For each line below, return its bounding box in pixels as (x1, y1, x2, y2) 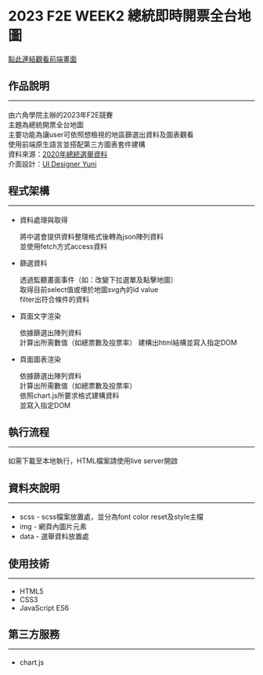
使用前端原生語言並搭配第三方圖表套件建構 (8, 139, 146, 149)
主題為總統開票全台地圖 (8, 119, 84, 130)
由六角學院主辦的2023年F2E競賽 (8, 110, 113, 119)
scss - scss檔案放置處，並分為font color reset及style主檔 (19, 512, 204, 522)
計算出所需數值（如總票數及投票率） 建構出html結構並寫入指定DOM (19, 337, 237, 347)
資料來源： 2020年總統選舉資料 (8, 149, 108, 159)
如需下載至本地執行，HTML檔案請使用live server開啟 (8, 456, 178, 465)
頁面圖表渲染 (19, 354, 61, 363)
